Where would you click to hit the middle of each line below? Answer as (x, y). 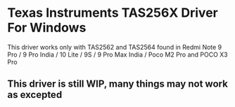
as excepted (35, 95)
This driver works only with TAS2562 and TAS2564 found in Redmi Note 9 (115, 47)
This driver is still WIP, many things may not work (118, 84)
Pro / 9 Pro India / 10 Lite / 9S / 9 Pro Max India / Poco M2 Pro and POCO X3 (118, 55)
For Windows (47, 28)
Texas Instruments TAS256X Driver (113, 13)
